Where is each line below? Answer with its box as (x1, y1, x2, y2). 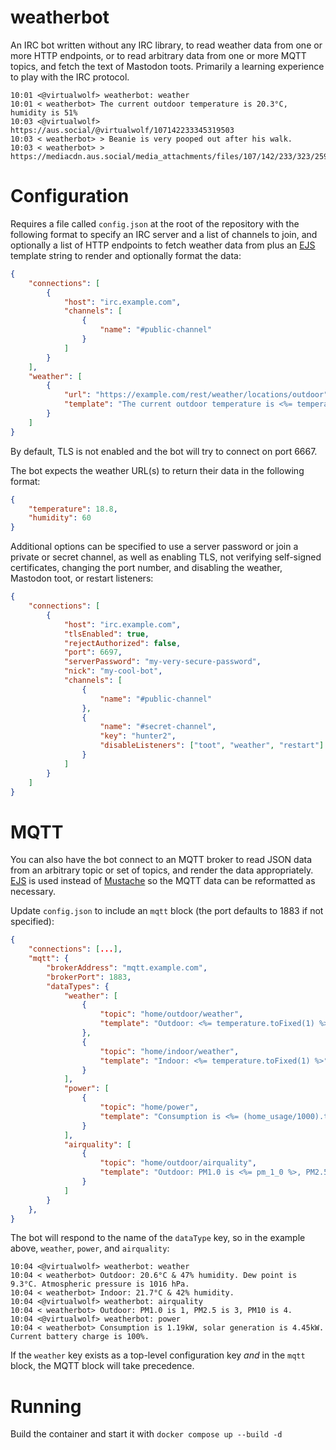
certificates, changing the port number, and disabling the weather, (10, 562, 283, 574)
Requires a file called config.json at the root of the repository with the (10, 217, 300, 230)
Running (10, 1395, 82, 1418)
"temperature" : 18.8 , (28, 504, 118, 514)
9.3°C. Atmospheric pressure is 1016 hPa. (10, 1279, 190, 1290)
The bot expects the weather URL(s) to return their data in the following (10, 464, 305, 476)
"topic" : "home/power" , (99, 1102, 199, 1113)
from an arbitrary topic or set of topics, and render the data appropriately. (10, 864, 314, 876)
